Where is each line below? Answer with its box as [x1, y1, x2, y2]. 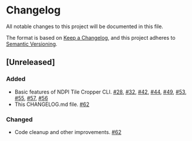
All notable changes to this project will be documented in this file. [6, 23, 164, 30]
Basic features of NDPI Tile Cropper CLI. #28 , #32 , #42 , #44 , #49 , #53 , [14, 88, 187, 95]
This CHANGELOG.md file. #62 [14, 101, 90, 108]
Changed [6, 115, 33, 123]
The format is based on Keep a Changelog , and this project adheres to [6, 34, 176, 41]
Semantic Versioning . [6, 40, 57, 47]
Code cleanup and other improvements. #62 [14, 128, 122, 135]
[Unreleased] [6, 57, 56, 67]
